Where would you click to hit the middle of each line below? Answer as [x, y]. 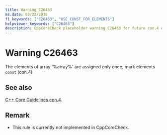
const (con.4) [19, 72]
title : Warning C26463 [29, 10]
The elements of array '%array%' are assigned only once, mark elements [80, 67]
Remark [17, 115]
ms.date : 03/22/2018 [27, 14]
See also [19, 88]
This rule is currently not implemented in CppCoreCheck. [71, 127]
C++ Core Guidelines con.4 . [34, 100]
